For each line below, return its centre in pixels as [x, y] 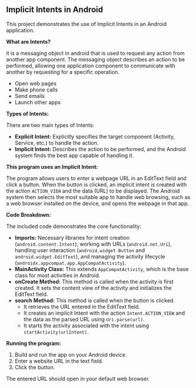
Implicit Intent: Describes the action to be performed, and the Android [100, 149]
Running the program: [34, 343]
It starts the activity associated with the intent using [86, 325]
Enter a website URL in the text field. [59, 361]
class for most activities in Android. [57, 275]
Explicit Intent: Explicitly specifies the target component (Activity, [95, 136]
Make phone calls [36, 89]
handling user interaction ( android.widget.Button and [80, 250]
